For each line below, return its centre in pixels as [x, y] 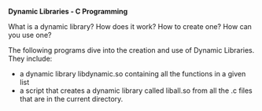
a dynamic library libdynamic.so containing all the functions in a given [133, 74]
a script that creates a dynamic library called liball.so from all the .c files [136, 91]
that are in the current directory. [71, 99]
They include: [30, 59]
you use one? [30, 35]
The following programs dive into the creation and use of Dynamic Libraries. [131, 50]
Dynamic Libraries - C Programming [68, 11]
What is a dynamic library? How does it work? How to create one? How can [130, 26]
